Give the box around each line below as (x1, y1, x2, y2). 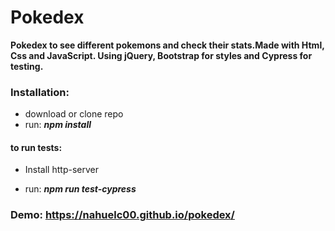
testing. (10, 60, 44, 72)
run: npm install (24, 119, 92, 131)
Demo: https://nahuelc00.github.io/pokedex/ (10, 208, 235, 222)
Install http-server (24, 164, 99, 176)
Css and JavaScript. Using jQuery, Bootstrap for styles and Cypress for (10, 49, 313, 61)
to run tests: (10, 141, 63, 153)
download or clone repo (24, 108, 124, 120)
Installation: (10, 85, 70, 99)
